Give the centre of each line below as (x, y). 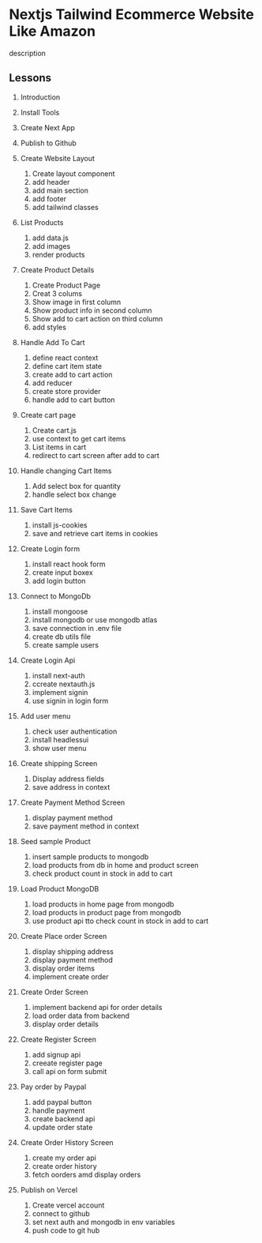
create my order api (64, 1158)
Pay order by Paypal (53, 1087)
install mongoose (60, 611)
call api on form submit (69, 1071)
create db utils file (62, 637)
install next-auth (58, 675)
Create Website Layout (58, 158)
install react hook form (69, 564)
